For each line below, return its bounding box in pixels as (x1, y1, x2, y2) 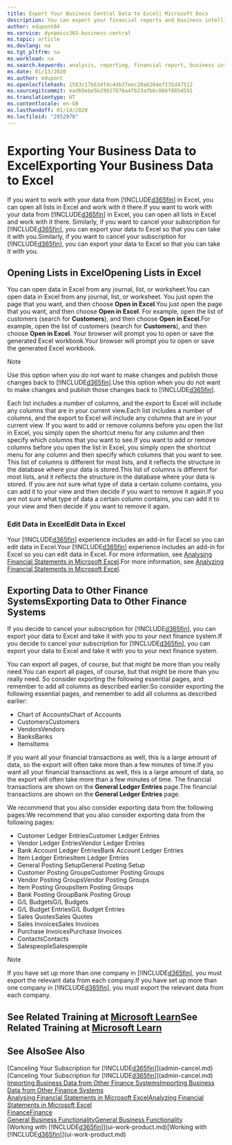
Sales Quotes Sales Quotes (17, 912, 93, 921)
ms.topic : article (7, 36, 60, 43)
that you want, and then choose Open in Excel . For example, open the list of (7, 308, 224, 316)
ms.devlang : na (7, 42, 51, 49)
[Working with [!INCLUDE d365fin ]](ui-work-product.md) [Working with (7, 1123, 207, 1131)
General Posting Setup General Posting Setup (17, 861, 145, 869)
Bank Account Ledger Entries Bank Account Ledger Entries (17, 846, 184, 855)
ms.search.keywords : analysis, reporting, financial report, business (7, 62, 215, 69)
